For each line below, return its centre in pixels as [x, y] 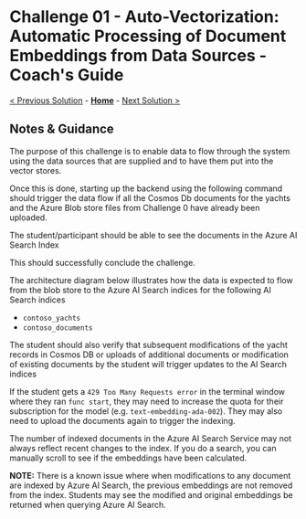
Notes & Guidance [62, 129]
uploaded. [28, 217]
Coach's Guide [67, 75]
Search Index [34, 245]
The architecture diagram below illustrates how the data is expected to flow [152, 280]
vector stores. [36, 170]
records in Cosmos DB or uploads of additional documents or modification [149, 355]
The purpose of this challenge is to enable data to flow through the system [150, 151]
